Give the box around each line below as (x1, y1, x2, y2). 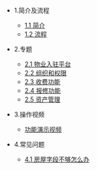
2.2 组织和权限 (24, 69, 67, 77)
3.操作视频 (13, 110, 45, 119)
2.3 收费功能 (24, 78, 61, 86)
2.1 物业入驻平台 (24, 60, 72, 68)
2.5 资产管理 (24, 95, 61, 104)
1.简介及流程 (13, 6, 50, 14)
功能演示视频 (24, 126, 62, 133)
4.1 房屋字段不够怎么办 (24, 155, 90, 164)
